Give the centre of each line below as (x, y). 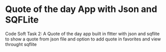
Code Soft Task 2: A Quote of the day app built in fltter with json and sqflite (82, 33)
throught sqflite (21, 44)
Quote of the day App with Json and (81, 9)
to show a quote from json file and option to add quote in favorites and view (83, 39)
